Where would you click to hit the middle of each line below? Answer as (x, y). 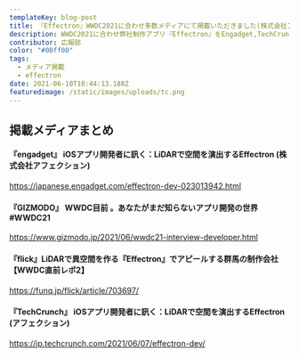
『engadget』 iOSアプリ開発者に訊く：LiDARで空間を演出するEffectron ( (144, 154)
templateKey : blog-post (53, 17)
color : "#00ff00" (41, 51)
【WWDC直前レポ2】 (49, 270)
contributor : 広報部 (45, 42)
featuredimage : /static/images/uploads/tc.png (97, 92)
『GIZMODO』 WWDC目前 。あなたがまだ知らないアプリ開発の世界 (133, 207)
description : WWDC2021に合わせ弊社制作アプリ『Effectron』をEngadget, (133, 34)
